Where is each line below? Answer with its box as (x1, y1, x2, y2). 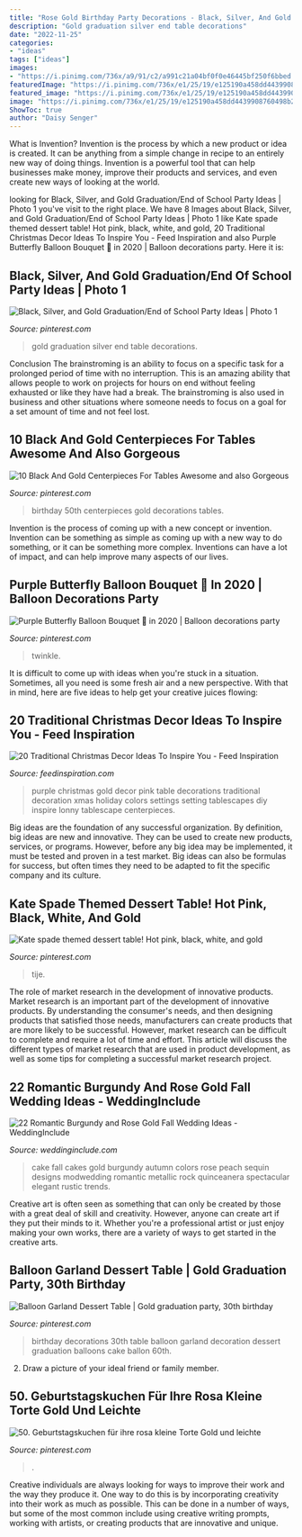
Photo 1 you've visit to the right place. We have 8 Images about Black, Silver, (9, 203, 292, 214)
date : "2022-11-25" (9, 30, 83, 39)
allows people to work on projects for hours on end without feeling (9, 377, 256, 388)
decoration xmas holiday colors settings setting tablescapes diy (31, 795, 268, 806)
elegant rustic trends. (31, 1181, 111, 1191)
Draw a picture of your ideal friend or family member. (22, 1362, 219, 1373)
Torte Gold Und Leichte (9, 1403, 141, 1418)
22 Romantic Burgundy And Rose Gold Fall (9, 1080, 252, 1095)
